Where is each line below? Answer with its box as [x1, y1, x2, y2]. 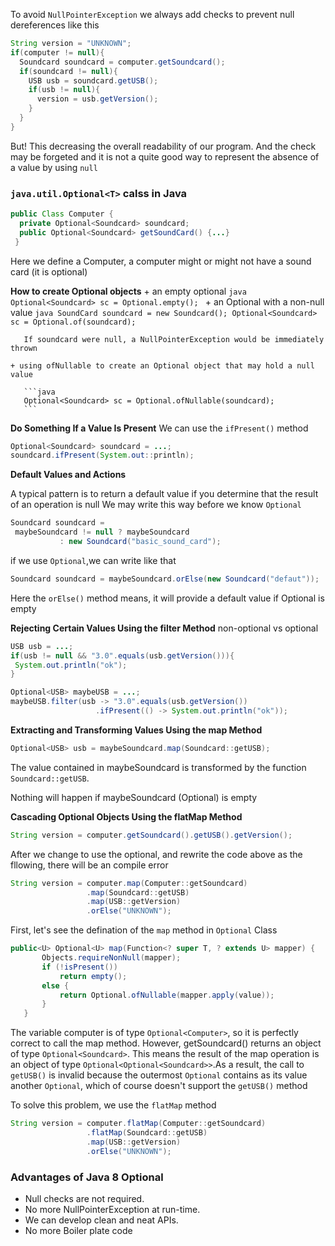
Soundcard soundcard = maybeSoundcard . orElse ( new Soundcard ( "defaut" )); [10, 574, 320, 584]
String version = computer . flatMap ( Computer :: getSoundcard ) [10, 1119, 267, 1129]
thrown [10, 343, 38, 353]
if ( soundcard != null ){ [19, 66, 118, 76]
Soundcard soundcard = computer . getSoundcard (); [19, 57, 226, 67]
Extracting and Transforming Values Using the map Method [10, 724, 263, 736]
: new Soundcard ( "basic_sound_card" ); [59, 537, 222, 547]
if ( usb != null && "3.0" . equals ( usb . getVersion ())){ [10, 650, 235, 661]
